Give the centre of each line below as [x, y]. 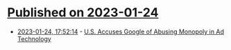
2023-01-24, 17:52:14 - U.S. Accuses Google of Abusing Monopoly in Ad [120, 32]
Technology [34, 38]
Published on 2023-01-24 [83, 13]
